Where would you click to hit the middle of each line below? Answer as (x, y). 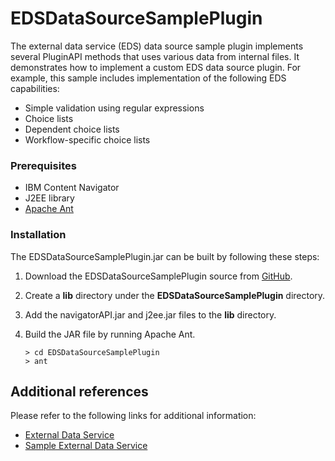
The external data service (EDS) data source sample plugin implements (157, 46)
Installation (38, 235)
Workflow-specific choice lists (87, 139)
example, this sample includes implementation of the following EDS (148, 78)
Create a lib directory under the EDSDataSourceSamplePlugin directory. (175, 295)
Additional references (79, 391)
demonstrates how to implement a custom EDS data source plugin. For (156, 67)
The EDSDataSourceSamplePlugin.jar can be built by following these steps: (165, 256)
